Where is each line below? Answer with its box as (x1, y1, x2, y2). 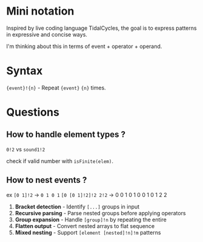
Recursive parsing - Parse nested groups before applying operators (15, 209, 186, 216)
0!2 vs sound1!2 (6, 145, 45, 153)
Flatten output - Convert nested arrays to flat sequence (15, 222, 155, 229)
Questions (6, 105, 59, 119)
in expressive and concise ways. (6, 30, 88, 38)
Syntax (6, 64, 43, 78)
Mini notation (6, 4, 75, 18)
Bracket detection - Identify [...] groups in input (15, 202, 140, 210)
